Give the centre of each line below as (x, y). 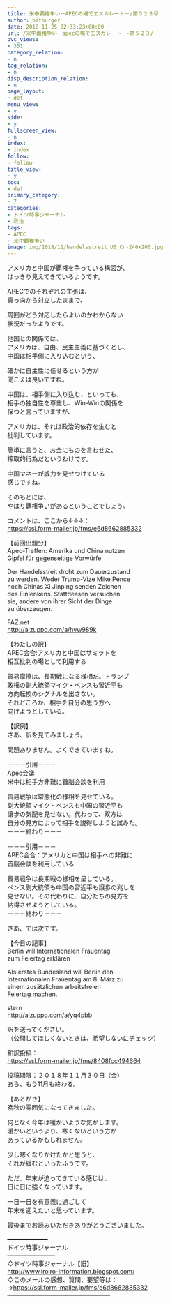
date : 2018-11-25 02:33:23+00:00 (56, 27)
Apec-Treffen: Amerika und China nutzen (66, 551)
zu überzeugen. (30, 609)
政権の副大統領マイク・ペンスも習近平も (65, 685)
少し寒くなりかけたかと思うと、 (53, 1154)
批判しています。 (31, 435)
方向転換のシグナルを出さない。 (53, 694)
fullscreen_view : (32, 130)
